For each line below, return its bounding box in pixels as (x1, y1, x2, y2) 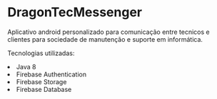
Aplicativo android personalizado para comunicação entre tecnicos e (7, 28, 211, 36)
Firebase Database (16, 85, 72, 93)
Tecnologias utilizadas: (7, 49, 75, 57)
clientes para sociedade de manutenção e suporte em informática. (7, 35, 203, 43)
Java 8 (16, 62, 36, 71)
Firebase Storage (16, 77, 67, 86)
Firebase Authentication (16, 70, 87, 78)
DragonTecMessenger (7, 4, 143, 21)
